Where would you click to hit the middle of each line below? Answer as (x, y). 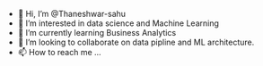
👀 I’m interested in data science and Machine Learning (118, 23)
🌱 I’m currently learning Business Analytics (97, 33)
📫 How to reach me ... (59, 52)
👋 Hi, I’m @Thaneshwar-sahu (72, 14)
